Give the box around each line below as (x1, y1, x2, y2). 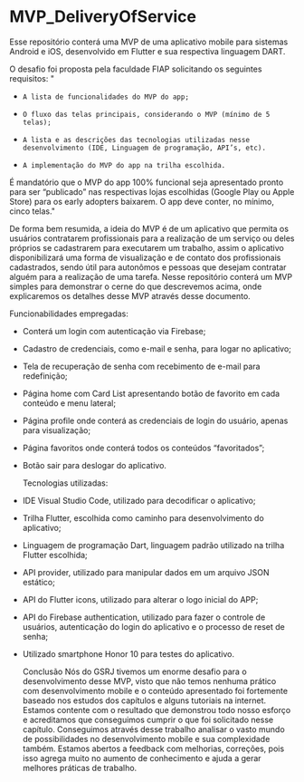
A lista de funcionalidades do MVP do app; (22, 92, 190, 101)
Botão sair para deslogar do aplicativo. (22, 459, 167, 470)
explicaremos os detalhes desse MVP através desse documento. (9, 290, 251, 301)
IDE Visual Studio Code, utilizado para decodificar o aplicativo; (22, 495, 256, 506)
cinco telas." (9, 206, 56, 217)
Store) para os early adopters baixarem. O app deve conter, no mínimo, (9, 196, 274, 207)
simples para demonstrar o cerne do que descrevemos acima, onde (9, 281, 262, 292)
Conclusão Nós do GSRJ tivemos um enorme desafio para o (22, 666, 247, 677)
